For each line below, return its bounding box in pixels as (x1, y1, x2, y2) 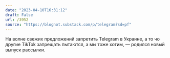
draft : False (5, 12, 33, 17)
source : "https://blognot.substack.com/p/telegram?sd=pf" (5, 22, 132, 27)
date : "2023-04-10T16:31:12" (5, 7, 68, 13)
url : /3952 (5, 17, 29, 22)
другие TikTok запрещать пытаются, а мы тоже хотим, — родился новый (5, 42, 165, 48)
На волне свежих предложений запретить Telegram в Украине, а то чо (5, 36, 160, 42)
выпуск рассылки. (5, 47, 46, 53)
